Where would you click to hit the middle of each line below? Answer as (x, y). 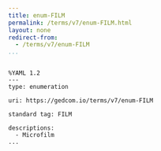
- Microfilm (35, 135)
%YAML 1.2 (24, 73)
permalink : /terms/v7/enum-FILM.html (70, 23)
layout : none (30, 30)
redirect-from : (33, 37)
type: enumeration (38, 87)
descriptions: (32, 128)
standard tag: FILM (40, 115)
